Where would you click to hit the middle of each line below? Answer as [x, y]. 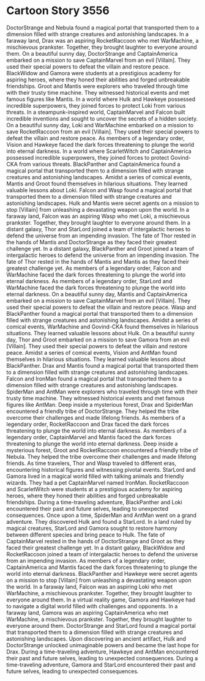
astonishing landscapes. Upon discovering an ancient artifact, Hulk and [96, 638]
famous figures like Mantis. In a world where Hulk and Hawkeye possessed [101, 99]
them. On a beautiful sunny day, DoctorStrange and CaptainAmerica [92, 53]
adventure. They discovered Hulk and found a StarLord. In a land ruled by [99, 521]
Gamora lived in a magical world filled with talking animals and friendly [95, 476]
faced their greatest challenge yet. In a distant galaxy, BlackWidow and [96, 548]
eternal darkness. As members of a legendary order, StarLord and [89, 281]
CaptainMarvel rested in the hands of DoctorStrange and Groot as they [95, 541]
